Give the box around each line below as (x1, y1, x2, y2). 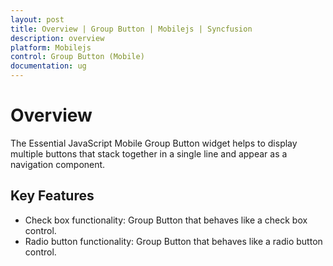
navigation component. (10, 158, 106, 170)
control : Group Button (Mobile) (10, 52, 145, 62)
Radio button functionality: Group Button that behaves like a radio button (24, 235, 323, 247)
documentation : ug (10, 61, 87, 71)
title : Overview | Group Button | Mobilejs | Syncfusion (10, 24, 253, 34)
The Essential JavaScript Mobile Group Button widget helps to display (10, 137, 298, 149)
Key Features (10, 187, 95, 205)
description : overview (10, 33, 105, 43)
